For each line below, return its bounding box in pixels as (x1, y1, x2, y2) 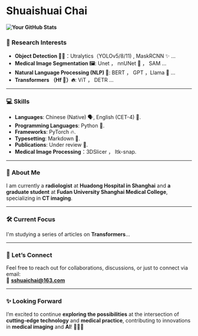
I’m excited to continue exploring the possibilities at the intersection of (6, 311, 180, 318)
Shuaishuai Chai (6, 4, 88, 18)
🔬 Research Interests (6, 38, 67, 47)
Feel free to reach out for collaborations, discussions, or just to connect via (6, 264, 189, 272)
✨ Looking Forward (6, 297, 62, 305)
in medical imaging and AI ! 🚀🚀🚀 (6, 323, 84, 330)
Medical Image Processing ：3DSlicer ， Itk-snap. (14, 148, 137, 155)
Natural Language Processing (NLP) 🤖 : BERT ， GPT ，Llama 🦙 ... (14, 69, 176, 76)
